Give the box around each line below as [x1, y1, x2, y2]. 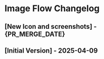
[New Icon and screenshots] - [4, 22, 97, 31]
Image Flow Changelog [4, 3, 100, 14]
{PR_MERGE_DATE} [4, 30, 65, 38]
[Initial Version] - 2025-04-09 [4, 46, 98, 55]
